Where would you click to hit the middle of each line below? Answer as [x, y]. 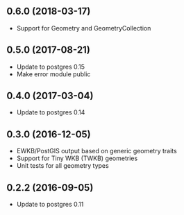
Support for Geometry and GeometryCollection [84, 28]
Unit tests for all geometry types [62, 166]
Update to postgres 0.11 [50, 205]
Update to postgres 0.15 [50, 67]
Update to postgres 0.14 [51, 112]
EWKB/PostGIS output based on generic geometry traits [97, 151]
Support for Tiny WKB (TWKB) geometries [77, 158]
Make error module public [53, 74]
